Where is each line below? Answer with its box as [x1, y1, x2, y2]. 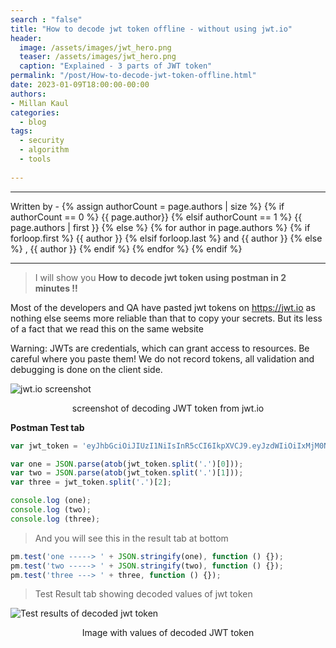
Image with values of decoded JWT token [81, 627, 255, 639]
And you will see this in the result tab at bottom [34, 532, 229, 544]
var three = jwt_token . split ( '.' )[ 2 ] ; [10, 477, 172, 488]
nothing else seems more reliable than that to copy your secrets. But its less [10, 312, 323, 324]
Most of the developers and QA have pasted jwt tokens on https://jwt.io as [10, 301, 316, 313]
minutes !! [34, 282, 78, 294]
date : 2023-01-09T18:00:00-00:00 [10, 80, 150, 90]
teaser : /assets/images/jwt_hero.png [19, 52, 177, 62]
